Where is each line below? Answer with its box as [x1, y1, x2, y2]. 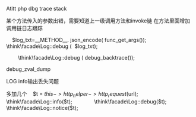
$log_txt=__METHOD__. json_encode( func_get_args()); [11, 37, 147, 43]
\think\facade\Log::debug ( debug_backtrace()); [17, 54, 135, 61]
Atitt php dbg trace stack [6, 5, 67, 12]
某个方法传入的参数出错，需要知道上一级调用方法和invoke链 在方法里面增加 [6, 17, 190, 24]
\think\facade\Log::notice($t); [6, 104, 78, 111]
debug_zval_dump [6, 66, 51, 73]
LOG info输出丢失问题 [6, 78, 59, 84]
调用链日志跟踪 [6, 25, 43, 31]
